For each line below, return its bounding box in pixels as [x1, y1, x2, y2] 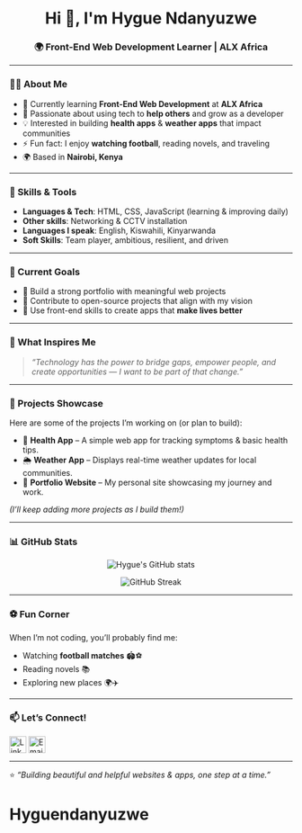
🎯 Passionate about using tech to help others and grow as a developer [22, 108, 285, 119]
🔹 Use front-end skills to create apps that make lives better [22, 305, 243, 316]
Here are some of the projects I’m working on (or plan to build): [9, 417, 243, 428]
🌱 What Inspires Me [9, 336, 96, 349]
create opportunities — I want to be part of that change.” [31, 366, 244, 377]
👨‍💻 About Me [9, 78, 67, 91]
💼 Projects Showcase [9, 397, 103, 409]
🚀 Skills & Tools [9, 185, 77, 198]
